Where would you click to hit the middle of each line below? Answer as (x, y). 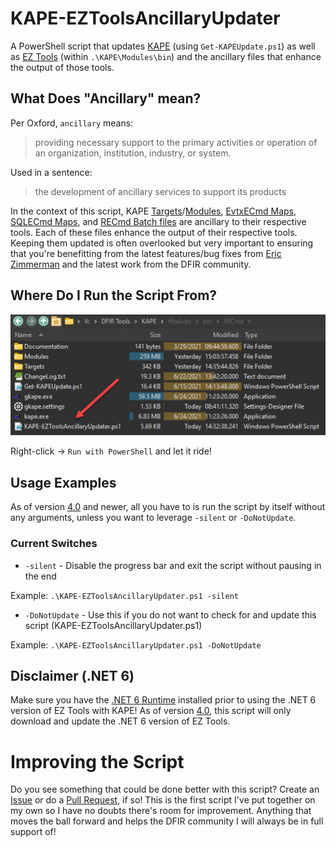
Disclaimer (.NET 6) (72, 675)
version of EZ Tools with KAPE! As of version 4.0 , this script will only (151, 711)
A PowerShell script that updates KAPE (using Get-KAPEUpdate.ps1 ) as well (163, 46)
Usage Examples (63, 482)
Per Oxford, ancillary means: (72, 123)
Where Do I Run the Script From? (114, 295)
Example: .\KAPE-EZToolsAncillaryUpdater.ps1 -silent (124, 595)
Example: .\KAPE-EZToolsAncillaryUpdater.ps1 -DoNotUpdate (136, 644)
